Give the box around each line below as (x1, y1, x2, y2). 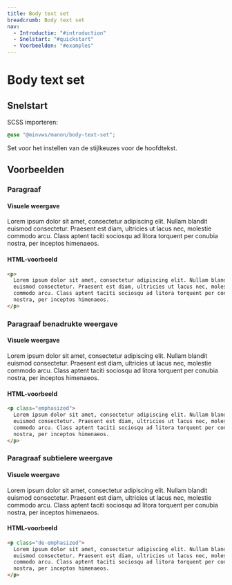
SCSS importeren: (7, 118, 59, 126)
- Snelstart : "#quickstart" (13, 36, 95, 43)
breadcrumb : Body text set (7, 17, 85, 24)
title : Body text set (7, 10, 70, 17)
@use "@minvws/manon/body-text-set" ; (7, 132, 116, 138)
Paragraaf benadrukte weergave (7, 319, 119, 329)
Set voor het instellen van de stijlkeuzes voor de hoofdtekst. (7, 143, 177, 152)
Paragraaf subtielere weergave (7, 453, 113, 463)
